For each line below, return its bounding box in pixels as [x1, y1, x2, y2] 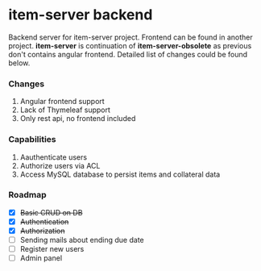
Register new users [19, 244, 85, 254]
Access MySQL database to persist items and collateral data [19, 169, 221, 179]
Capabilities [8, 134, 56, 145]
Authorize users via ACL [19, 161, 101, 170]
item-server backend [8, 6, 153, 24]
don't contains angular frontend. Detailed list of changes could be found [8, 49, 248, 59]
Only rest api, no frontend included [19, 114, 136, 123]
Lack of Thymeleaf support [19, 105, 111, 115]
